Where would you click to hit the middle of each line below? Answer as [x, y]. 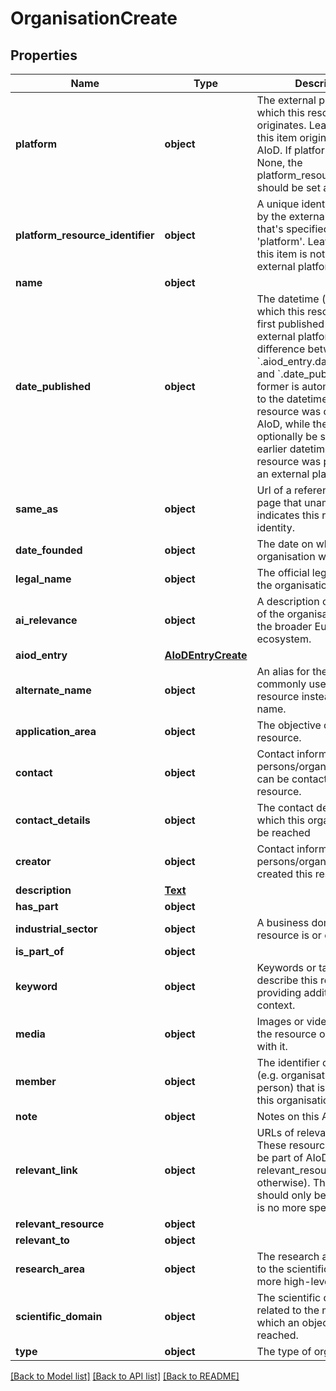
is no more [281, 1207]
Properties [44, 55]
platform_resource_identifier [85, 235]
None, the [279, 162]
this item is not [291, 254]
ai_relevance [46, 620]
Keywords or [286, 967]
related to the [288, 1310]
